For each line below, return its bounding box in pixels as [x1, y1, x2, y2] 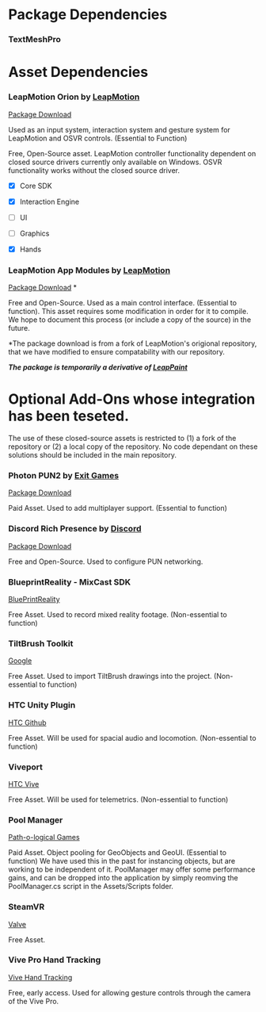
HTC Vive [8, 779, 40, 788]
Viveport [8, 761, 44, 772]
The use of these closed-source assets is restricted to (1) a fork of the [8, 434, 237, 443]
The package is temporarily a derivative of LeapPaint [8, 362, 188, 372]
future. [8, 324, 30, 333]
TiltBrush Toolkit [8, 638, 74, 649]
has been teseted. [8, 407, 129, 425]
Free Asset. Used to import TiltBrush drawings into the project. [8, 672, 212, 681]
